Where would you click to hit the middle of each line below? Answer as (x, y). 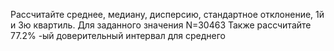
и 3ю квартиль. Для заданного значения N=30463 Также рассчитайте (161, 25)
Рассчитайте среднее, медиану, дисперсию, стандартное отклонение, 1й (167, 14)
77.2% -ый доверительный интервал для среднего (118, 35)
